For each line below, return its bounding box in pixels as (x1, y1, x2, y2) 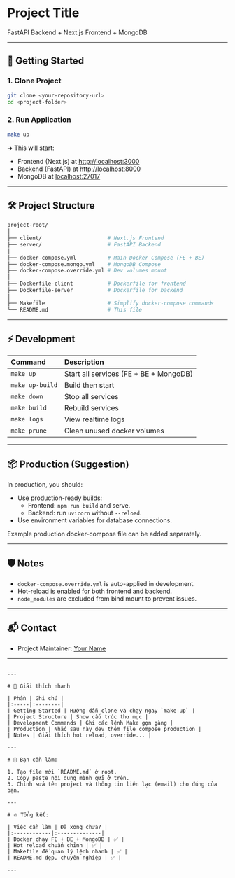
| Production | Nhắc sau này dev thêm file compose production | (7, 725, 201, 732)
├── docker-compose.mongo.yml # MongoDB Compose (7, 260, 161, 267)
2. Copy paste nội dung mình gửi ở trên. (7, 774, 130, 781)
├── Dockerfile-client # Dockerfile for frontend (7, 280, 187, 288)
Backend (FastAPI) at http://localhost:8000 (17, 165, 141, 173)
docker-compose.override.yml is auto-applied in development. (17, 580, 196, 588)
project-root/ (7, 222, 49, 229)
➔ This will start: (7, 144, 55, 152)
